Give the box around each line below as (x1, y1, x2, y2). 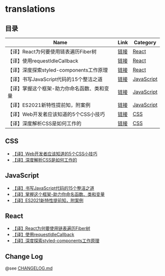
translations (5, 3, 55, 15)
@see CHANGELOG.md (5, 265, 53, 271)
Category (134, 39, 157, 46)
